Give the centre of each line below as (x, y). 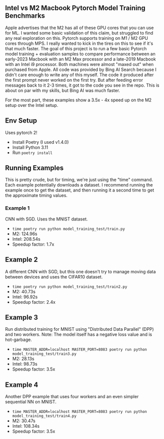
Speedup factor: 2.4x (34, 302)
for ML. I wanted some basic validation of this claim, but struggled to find (79, 33)
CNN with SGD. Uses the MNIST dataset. (46, 219)
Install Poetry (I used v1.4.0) (40, 142)
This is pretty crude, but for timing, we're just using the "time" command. (79, 180)
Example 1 (17, 208)
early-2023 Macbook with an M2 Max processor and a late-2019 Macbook (81, 59)
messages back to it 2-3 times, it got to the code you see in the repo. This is (82, 85)
